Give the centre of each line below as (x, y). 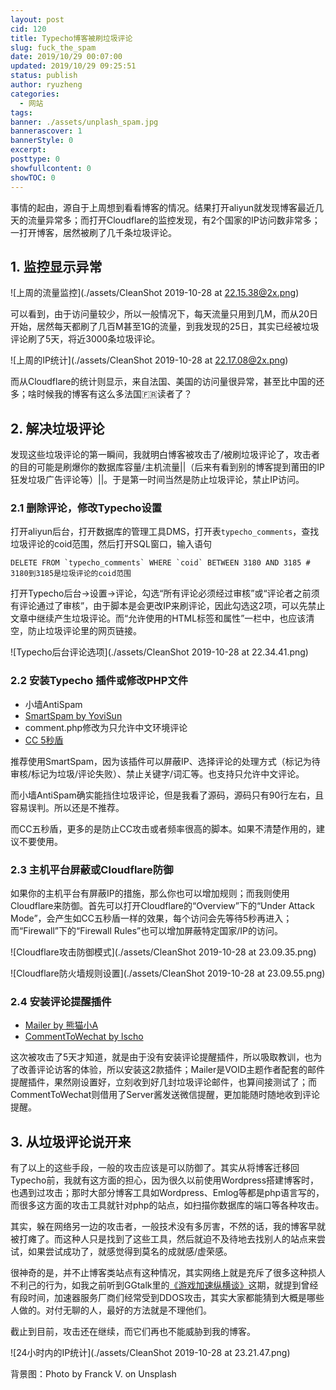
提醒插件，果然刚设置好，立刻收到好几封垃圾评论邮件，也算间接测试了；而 (163, 1082)
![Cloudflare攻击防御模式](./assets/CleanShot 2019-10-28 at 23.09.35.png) (163, 952)
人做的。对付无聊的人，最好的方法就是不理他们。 (111, 1310)
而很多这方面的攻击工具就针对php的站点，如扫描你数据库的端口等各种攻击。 (167, 1205)
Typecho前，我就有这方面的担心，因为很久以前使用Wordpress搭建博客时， (165, 1180)
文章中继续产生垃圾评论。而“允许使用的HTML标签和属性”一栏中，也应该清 (162, 618)
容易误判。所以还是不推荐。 (67, 807)
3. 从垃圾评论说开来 (71, 1141)
